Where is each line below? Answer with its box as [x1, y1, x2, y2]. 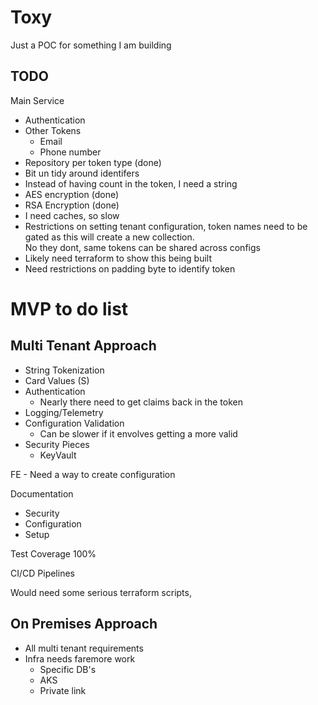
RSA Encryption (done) [24, 199, 120, 211]
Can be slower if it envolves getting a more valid [39, 427, 238, 440]
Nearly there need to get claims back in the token [39, 396, 243, 408]
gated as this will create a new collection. [24, 231, 195, 243]
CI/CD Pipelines [10, 567, 75, 579]
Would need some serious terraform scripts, [10, 586, 192, 598]
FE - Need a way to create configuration [10, 468, 176, 480]
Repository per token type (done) [24, 156, 162, 168]
